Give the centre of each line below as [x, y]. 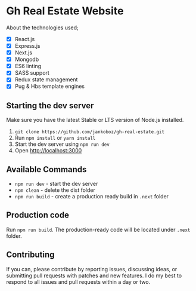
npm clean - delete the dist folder [55, 190]
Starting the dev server [50, 105]
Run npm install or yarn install [55, 138]
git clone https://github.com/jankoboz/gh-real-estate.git [90, 132]
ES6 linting [28, 66]
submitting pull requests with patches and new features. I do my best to [94, 275]
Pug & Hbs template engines [50, 86]
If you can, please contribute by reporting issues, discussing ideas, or [92, 269]
